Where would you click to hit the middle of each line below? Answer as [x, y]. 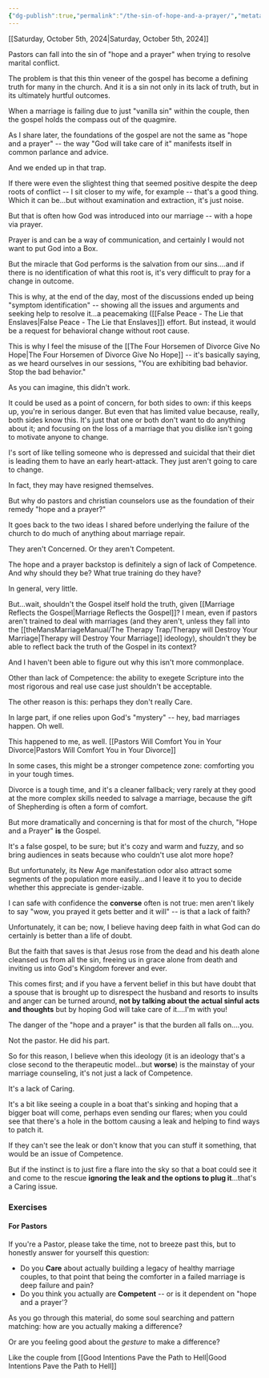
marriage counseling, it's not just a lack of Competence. [101, 1073]
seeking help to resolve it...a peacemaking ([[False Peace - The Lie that [126, 313]
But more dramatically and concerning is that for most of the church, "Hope [133, 822]
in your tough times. [41, 774]
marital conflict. [34, 63]
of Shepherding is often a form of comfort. [78, 807]
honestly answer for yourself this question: [79, 1252]
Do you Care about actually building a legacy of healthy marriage [127, 1268]
